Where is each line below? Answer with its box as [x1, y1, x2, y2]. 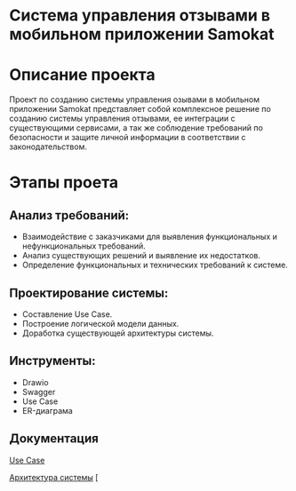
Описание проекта [9, 65, 156, 85]
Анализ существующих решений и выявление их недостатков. [21, 250, 260, 261]
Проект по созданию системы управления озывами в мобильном [9, 94, 260, 105]
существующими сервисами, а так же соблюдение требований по [9, 123, 264, 133]
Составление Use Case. [21, 308, 113, 320]
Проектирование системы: [9, 285, 169, 300]
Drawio [21, 376, 49, 387]
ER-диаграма [21, 405, 73, 416]
